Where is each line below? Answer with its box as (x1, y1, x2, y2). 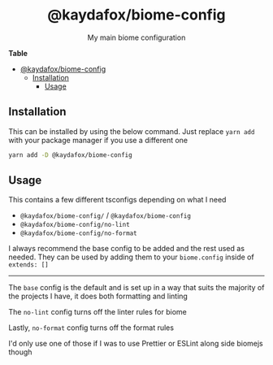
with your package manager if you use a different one (8, 135, 188, 145)
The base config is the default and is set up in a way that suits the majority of (8, 283, 265, 293)
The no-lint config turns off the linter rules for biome (8, 307, 187, 317)
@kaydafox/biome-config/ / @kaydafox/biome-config (19, 211, 191, 220)
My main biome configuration (87, 33, 186, 42)
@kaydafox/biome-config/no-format (19, 229, 137, 237)
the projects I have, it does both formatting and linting (8, 291, 188, 302)
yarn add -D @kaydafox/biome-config (8, 150, 132, 159)
